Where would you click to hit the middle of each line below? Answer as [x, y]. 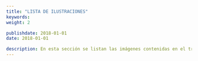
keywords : [18, 17]
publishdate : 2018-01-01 [37, 33]
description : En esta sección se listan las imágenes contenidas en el [96, 49]
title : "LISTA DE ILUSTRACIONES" [47, 11]
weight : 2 [18, 22]
